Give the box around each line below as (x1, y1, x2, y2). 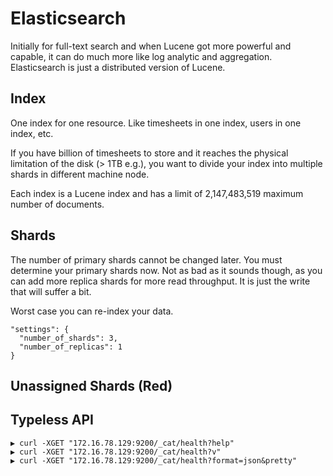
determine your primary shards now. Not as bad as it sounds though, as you (10, 264, 323, 276)
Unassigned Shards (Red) (10, 377, 173, 394)
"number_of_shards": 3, (19, 333, 118, 343)
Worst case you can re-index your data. (10, 305, 174, 317)
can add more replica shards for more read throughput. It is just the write (10, 275, 311, 287)
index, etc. (10, 127, 54, 139)
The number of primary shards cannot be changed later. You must (10, 253, 283, 266)
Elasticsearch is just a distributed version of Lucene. (10, 61, 226, 73)
